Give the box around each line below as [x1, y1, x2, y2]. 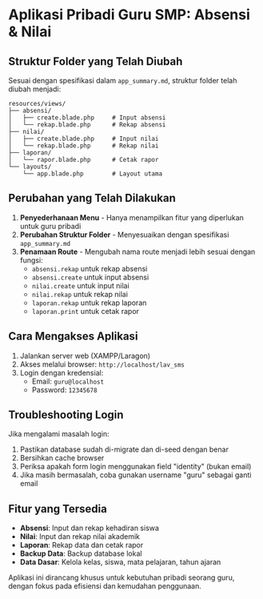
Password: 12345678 [31, 384, 98, 394]
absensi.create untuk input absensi [31, 272, 149, 282]
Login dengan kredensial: [19, 368, 104, 377]
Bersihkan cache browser [19, 453, 105, 463]
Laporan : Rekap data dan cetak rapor [19, 541, 144, 550]
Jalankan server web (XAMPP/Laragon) [19, 351, 150, 360]
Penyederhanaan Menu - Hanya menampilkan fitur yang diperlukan [19, 212, 244, 222]
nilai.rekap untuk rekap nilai [31, 289, 128, 299]
